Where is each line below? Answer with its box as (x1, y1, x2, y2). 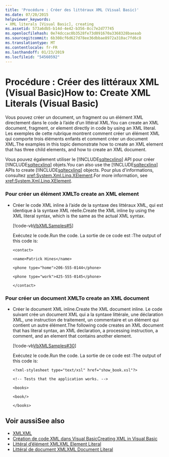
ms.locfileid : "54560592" (5, 54, 60, 60)
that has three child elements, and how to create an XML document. (5, 147, 147, 153)
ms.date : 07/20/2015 (5, 12, 49, 17)
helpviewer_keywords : (5, 17, 51, 22)
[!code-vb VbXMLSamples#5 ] (12, 222, 74, 229)
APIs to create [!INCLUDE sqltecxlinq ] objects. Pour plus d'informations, (5, 167, 154, 173)
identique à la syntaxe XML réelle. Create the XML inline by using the (12, 207, 155, 213)
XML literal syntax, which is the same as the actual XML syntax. (12, 213, 145, 219)
